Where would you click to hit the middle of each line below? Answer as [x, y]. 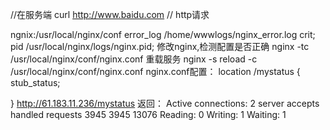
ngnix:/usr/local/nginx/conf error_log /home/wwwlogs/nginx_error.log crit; [163, 34]
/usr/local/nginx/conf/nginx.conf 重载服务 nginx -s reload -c [134, 59]
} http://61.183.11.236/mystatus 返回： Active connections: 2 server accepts [165, 103]
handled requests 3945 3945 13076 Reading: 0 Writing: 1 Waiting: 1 [148, 114]
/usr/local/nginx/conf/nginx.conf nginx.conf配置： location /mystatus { [155, 71]
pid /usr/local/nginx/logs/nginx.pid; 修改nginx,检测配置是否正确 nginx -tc [160, 46]
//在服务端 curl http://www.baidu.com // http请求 [110, 14]
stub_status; [35, 82]
